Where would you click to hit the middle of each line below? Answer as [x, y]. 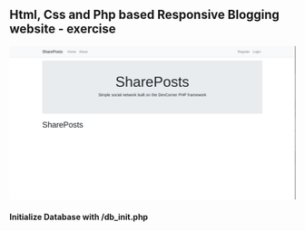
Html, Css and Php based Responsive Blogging [144, 15]
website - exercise [63, 29]
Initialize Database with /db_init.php [79, 217]
